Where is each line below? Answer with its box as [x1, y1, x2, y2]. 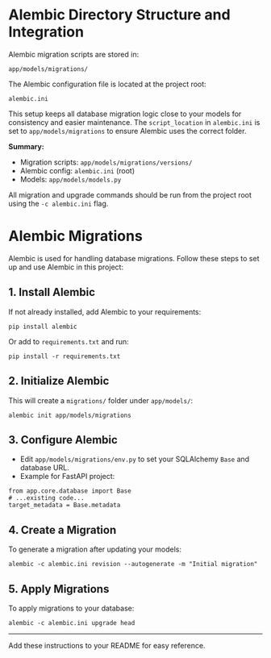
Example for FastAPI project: [19, 472, 115, 481]
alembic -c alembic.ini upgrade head [8, 618, 135, 627]
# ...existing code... [8, 494, 85, 502]
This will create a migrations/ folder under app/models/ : [8, 395, 194, 405]
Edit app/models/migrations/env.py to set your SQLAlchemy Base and [19, 454, 250, 464]
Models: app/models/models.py [19, 174, 122, 184]
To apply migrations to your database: [8, 603, 135, 613]
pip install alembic [8, 323, 78, 331]
